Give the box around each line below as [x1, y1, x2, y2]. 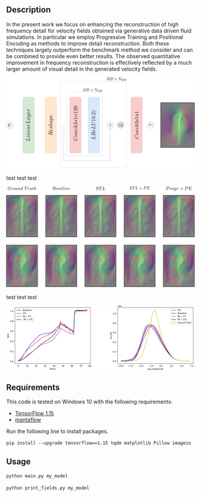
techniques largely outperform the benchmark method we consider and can [6, 46, 193, 53]
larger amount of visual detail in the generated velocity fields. [6, 65, 157, 73]
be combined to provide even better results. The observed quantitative [6, 52, 181, 59]
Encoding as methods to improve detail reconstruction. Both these [6, 40, 169, 47]
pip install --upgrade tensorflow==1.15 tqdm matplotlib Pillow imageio [6, 440, 191, 446]
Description [6, 5, 51, 15]
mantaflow [14, 416, 41, 423]
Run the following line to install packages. [6, 428, 109, 435]
